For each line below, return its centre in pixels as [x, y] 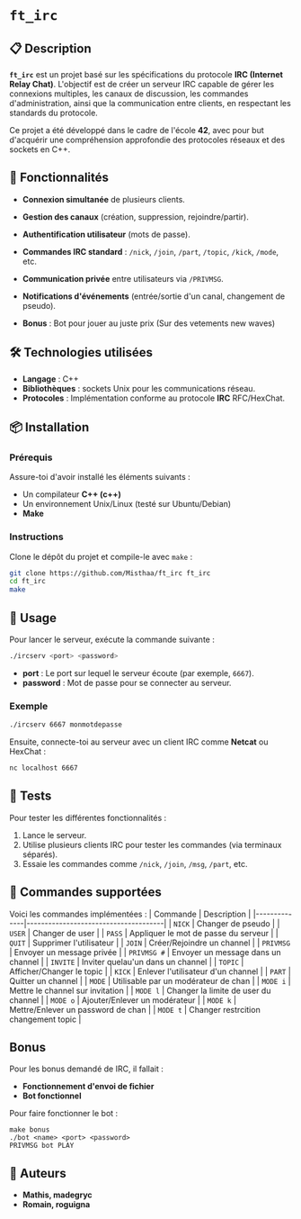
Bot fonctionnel [52, 1096]
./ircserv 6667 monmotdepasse [66, 725]
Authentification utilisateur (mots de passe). [106, 234]
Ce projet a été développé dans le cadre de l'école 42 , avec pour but [137, 130]
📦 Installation [49, 427]
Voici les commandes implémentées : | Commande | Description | [130, 914]
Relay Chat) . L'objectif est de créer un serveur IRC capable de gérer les [142, 84]
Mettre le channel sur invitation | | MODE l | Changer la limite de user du [140, 990]
